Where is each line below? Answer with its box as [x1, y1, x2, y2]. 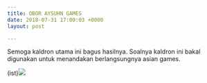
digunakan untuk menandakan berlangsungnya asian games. [7, 55, 181, 63]
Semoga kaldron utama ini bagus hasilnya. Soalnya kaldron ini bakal [7, 47, 201, 56]
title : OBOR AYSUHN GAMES [7, 10, 82, 17]
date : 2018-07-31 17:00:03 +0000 [7, 16, 104, 23]
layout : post [7, 23, 45, 29]
